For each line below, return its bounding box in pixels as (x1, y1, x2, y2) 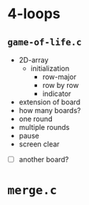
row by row (42, 81, 80, 89)
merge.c (7, 183, 57, 198)
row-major (42, 72, 76, 82)
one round (18, 114, 53, 123)
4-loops (7, 5, 61, 23)
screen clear (18, 139, 60, 149)
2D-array (18, 55, 49, 64)
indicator (42, 89, 72, 98)
